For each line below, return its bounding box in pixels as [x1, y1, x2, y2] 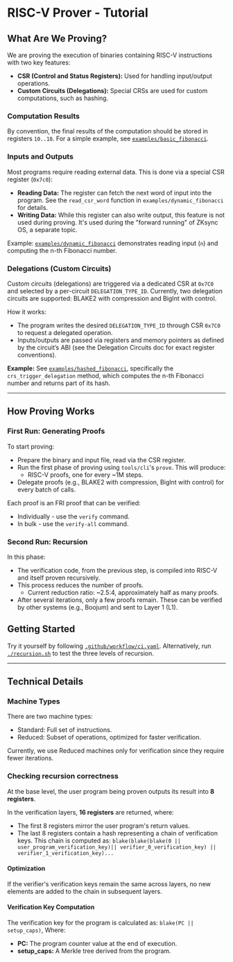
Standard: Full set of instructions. [17, 726, 112, 734]
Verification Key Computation [7, 903, 95, 911]
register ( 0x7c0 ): [7, 175, 53, 184]
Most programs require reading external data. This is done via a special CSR [7, 168, 225, 176]
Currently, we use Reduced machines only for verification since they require [7, 747, 225, 755]
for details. [17, 203, 49, 211]
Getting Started [7, 623, 76, 635]
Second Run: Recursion [7, 537, 88, 546]
